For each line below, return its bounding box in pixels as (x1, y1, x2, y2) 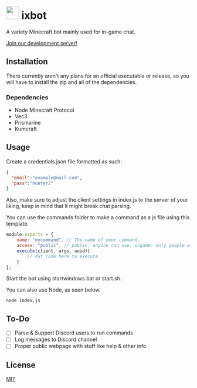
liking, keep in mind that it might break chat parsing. (6, 203, 131, 210)
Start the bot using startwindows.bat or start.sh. (6, 275, 122, 282)
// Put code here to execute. (27, 253, 101, 259)
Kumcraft (14, 125, 37, 132)
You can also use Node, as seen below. (6, 286, 101, 293)
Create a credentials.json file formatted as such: (6, 158, 122, 165)
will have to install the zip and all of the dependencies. (6, 78, 137, 85)
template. (6, 220, 29, 228)
